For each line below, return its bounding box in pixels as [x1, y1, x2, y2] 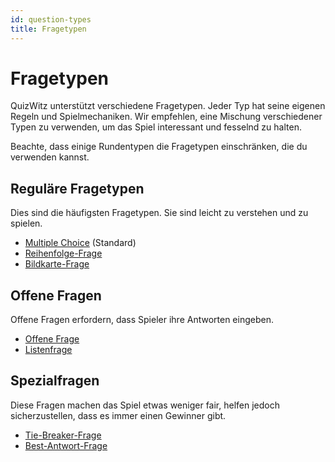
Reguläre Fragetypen [10, 180, 145, 197]
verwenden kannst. [10, 151, 90, 163]
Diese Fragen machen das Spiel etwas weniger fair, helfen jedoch [10, 399, 280, 411]
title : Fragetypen [10, 24, 87, 34]
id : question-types [10, 14, 92, 25]
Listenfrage [24, 344, 73, 356]
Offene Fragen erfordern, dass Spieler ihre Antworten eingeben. [10, 314, 274, 326]
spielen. [10, 217, 43, 230]
